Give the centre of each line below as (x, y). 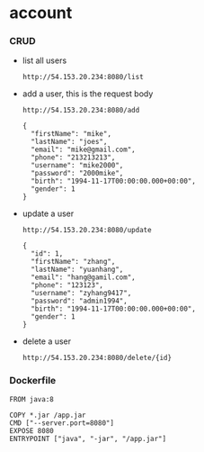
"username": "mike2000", (77, 166)
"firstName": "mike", (71, 134)
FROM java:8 (31, 399)
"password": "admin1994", (79, 301)
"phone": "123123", (67, 285)
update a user (48, 213)
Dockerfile (33, 381)
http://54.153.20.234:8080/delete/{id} (97, 358)
